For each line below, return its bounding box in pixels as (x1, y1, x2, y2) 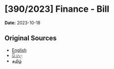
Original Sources (4, 34, 57, 42)
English (11, 47, 27, 53)
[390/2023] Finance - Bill (4, 3, 110, 15)
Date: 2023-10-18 (4, 20, 41, 26)
